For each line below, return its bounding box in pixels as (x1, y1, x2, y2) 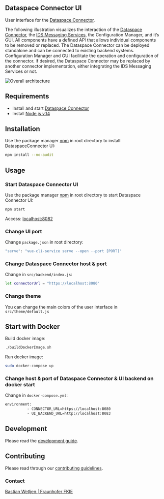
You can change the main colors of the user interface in (5, 304, 118, 310)
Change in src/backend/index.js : (5, 272, 73, 278)
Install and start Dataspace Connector (12, 105, 89, 111)
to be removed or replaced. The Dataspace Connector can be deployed (5, 42, 150, 48)
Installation (5, 125, 40, 133)
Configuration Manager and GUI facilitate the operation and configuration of (5, 53, 159, 59)
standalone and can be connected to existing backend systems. (5, 47, 135, 53)
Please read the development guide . (5, 437, 79, 443)
